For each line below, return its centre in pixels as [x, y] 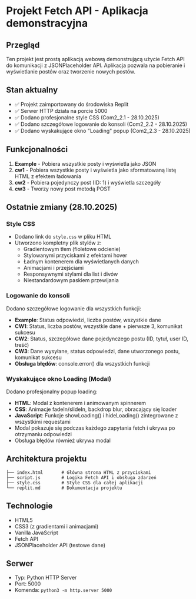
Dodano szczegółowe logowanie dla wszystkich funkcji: [74, 308]
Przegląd [23, 45]
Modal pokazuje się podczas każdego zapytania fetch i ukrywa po [95, 428]
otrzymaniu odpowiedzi [43, 434]
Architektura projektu [46, 459]
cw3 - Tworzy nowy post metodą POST [62, 189]
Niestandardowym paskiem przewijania [71, 280]
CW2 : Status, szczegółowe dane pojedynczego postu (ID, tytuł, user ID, [101, 339]
